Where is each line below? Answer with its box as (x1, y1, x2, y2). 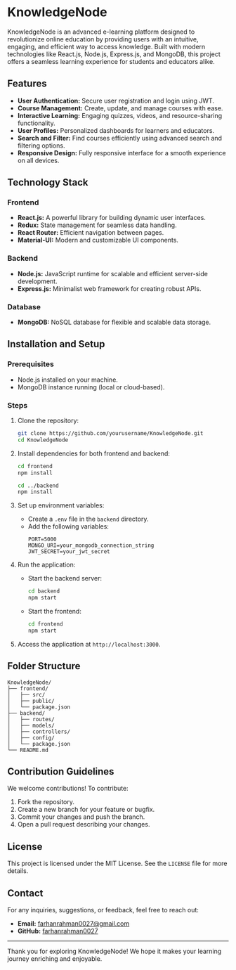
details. (7, 867, 29, 875)
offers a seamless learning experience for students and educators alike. (7, 57, 216, 65)
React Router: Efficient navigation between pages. (17, 228, 164, 237)
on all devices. (17, 156, 60, 164)
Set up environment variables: (17, 501, 105, 510)
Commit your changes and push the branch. (17, 813, 145, 821)
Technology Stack (7, 176, 88, 188)
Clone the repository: (17, 416, 79, 425)
